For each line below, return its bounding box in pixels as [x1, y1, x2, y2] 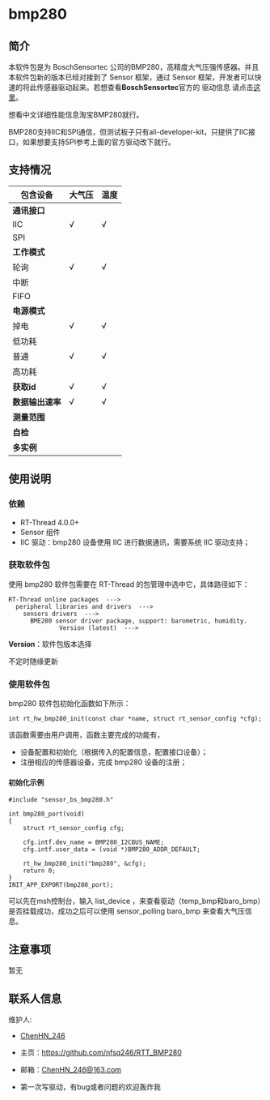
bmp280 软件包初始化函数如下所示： [8, 699, 131, 708]
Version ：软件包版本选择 [8, 639, 92, 648]
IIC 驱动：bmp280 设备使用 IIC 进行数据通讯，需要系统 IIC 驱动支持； [19, 537, 251, 547]
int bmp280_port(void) [8, 810, 85, 819]
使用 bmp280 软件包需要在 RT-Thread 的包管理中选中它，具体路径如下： [8, 579, 250, 589]
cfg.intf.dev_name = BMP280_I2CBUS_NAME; [23, 838, 164, 847]
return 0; [23, 867, 57, 875]
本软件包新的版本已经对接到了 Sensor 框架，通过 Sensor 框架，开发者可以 [8, 72, 255, 82]
